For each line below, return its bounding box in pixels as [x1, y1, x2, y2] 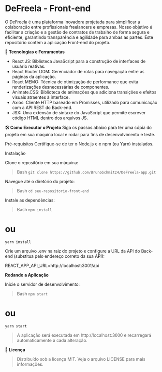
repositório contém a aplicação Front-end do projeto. [5, 39, 111, 45]
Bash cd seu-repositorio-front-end [16, 187, 89, 194]
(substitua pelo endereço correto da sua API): [14, 253, 105, 259]
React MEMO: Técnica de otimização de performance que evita [12, 78, 139, 85]
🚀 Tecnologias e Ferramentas [5, 49, 65, 55]
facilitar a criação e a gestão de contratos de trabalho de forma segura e [5, 29, 150, 35]
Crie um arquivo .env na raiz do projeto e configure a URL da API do [5, 248, 140, 254]
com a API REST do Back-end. [12, 105, 73, 110]
